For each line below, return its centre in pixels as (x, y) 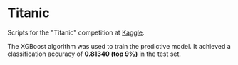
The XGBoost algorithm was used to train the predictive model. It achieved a (119, 46)
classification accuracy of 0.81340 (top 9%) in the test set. (94, 54)
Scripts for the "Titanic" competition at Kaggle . (76, 32)
